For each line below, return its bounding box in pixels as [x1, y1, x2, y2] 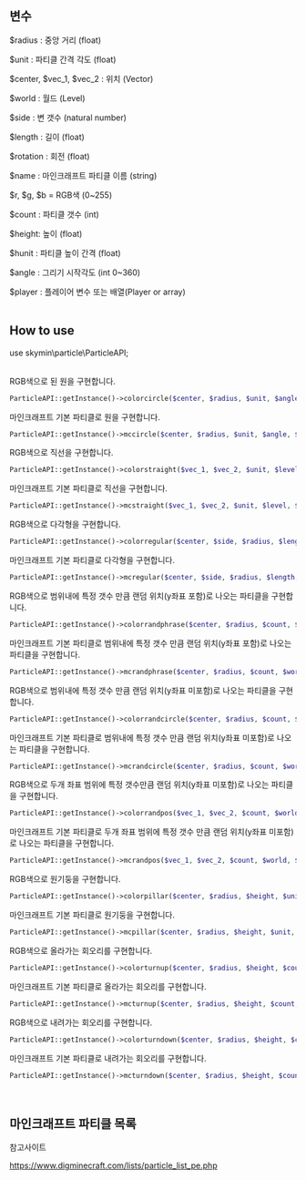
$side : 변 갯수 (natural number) [9, 112, 127, 123]
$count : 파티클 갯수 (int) [9, 209, 100, 220]
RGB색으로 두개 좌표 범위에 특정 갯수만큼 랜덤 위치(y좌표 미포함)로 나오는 [9, 779, 270, 790]
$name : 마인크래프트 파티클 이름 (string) [9, 169, 158, 180]
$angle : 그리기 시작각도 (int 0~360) [9, 267, 141, 278]
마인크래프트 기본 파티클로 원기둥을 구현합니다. [9, 909, 176, 920]
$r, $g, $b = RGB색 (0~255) [9, 190, 112, 200]
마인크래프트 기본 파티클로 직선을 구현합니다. [9, 483, 168, 494]
